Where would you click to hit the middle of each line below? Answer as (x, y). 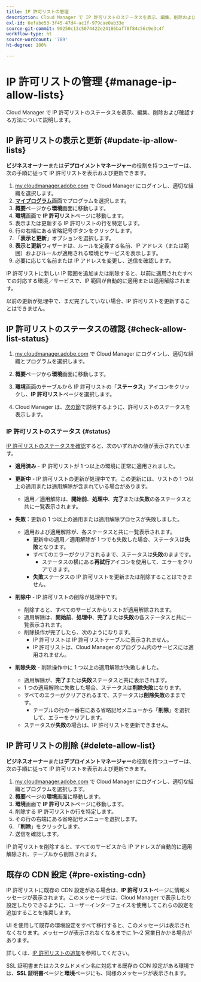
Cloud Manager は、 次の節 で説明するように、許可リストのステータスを (103, 407)
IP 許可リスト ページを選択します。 (73, 394)
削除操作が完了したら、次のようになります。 (79, 632)
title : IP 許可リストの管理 (37, 12)
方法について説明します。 (42, 120)
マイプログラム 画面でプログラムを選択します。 (72, 201)
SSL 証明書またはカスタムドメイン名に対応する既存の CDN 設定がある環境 (98, 966)
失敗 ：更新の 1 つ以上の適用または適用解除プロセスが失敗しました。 (99, 519)
